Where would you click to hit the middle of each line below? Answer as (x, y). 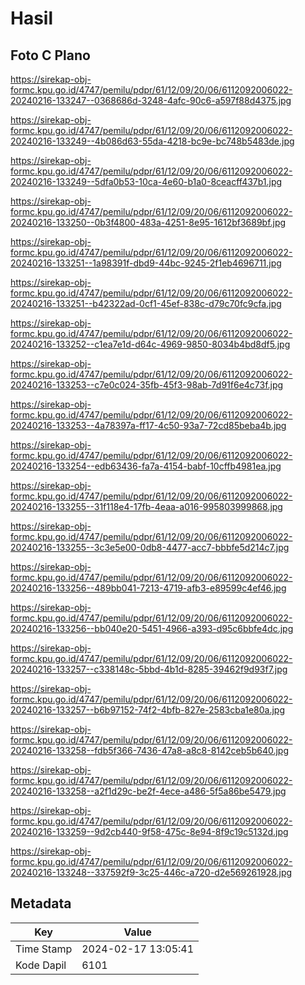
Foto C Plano (50, 55)
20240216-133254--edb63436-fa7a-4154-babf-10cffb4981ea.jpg (146, 466)
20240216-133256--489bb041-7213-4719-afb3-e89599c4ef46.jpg (148, 588)
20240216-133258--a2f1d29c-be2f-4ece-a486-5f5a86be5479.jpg (148, 791)
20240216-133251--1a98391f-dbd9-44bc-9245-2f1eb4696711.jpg (146, 263)
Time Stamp (44, 949)
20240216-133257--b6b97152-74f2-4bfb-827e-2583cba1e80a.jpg (147, 710)
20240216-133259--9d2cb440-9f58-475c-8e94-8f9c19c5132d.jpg (149, 831)
